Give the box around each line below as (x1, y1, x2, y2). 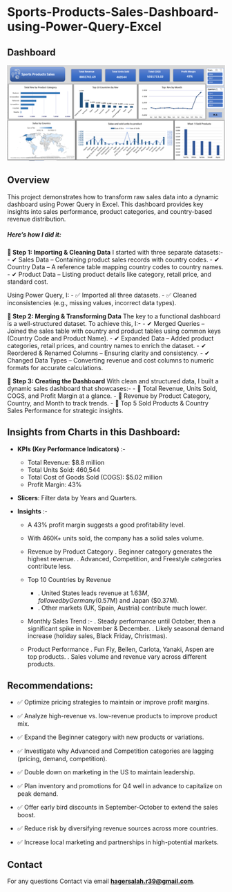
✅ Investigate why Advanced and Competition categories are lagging (17, 747, 214, 755)
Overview (7, 174, 50, 186)
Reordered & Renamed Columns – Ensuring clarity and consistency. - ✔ (7, 349, 210, 357)
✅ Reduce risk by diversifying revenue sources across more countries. (17, 824, 219, 832)
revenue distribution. (7, 215, 66, 223)
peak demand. (17, 790, 59, 798)
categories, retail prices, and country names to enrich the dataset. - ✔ (7, 341, 206, 349)
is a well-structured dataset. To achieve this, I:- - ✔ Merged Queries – (7, 319, 205, 327)
